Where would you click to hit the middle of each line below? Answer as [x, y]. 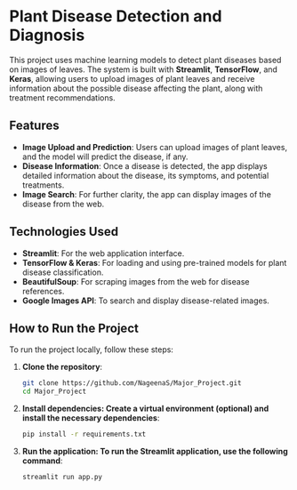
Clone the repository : [62, 367]
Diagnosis [47, 35]
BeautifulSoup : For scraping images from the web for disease [136, 281]
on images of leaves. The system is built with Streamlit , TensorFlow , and [144, 69]
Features [34, 126]
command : [42, 461]
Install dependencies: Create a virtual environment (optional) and [145, 409]
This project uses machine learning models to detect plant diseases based [145, 60]
